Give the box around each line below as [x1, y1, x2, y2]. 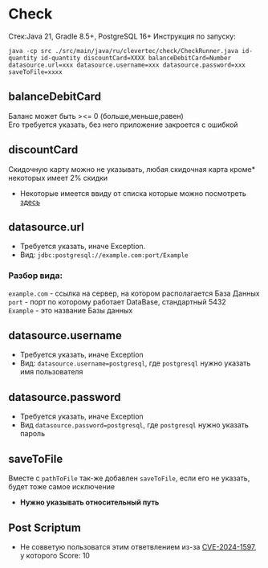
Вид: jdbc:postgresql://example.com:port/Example [19, 250, 189, 259]
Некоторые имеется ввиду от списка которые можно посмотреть [19, 188, 246, 198]
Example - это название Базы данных [8, 305, 133, 315]
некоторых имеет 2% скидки [8, 173, 108, 182]
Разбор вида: [8, 270, 63, 281]
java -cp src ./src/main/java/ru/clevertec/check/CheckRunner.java [8, 47, 239, 55]
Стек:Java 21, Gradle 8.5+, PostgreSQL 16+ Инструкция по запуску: [8, 31, 237, 41]
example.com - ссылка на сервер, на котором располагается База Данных [8, 288, 260, 298]
